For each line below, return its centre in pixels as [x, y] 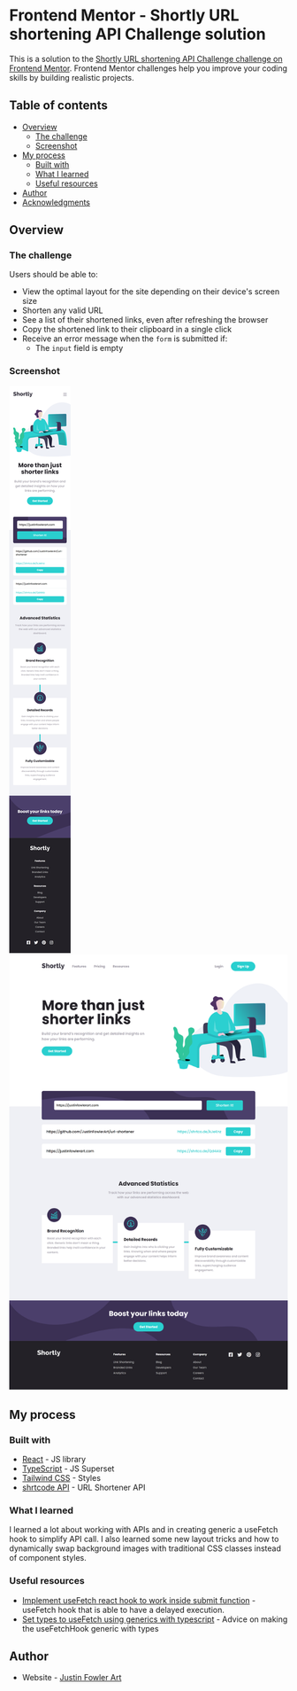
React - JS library [54, 1459]
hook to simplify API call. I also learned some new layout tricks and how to [144, 1539]
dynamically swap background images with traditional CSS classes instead [145, 1548]
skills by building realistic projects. [72, 77]
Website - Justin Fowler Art [72, 1678]
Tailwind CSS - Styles [61, 1477]
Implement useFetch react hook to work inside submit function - [139, 1600]
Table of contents [58, 106]
